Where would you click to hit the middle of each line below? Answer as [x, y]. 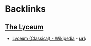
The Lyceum [24, 27]
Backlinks [25, 9]
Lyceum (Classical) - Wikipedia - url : [49, 38]
